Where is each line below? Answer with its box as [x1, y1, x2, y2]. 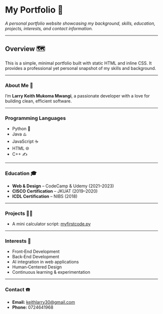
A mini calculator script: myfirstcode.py [12, 221, 91, 227]
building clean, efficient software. [5, 98, 72, 104]
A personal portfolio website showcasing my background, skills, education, [5, 20, 156, 26]
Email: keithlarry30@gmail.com [12, 299, 75, 305]
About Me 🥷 [5, 82, 33, 89]
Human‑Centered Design [12, 264, 62, 270]
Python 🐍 [12, 126, 31, 132]
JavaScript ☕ [12, 138, 39, 145]
